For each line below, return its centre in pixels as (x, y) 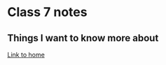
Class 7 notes (47, 12)
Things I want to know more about (83, 38)
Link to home (26, 55)
